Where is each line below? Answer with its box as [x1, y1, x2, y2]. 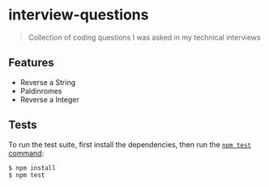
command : [8, 148, 45, 158]
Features [8, 56, 54, 70]
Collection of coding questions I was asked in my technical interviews [28, 32, 261, 42]
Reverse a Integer [19, 95, 79, 104]
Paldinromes [19, 86, 62, 96]
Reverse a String [19, 77, 76, 87]
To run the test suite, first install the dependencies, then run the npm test [8, 139, 252, 149]
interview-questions [8, 6, 149, 24]
